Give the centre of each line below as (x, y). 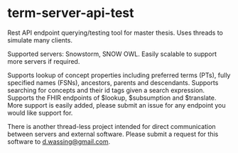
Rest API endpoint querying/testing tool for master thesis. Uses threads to (115, 33)
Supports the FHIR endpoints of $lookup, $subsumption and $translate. (112, 98)
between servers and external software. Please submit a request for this (113, 134)
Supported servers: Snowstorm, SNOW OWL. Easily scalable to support (112, 54)
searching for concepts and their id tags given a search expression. (106, 90)
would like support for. (40, 113)
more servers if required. (44, 61)
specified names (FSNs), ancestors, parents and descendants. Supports (113, 82)
